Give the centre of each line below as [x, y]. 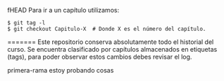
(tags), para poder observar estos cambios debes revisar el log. [100, 57]
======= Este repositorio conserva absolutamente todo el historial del [111, 42]
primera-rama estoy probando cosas [61, 70]
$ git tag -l [26, 23]
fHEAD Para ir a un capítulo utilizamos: [63, 10]
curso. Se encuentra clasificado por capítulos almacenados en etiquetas [112, 49]
